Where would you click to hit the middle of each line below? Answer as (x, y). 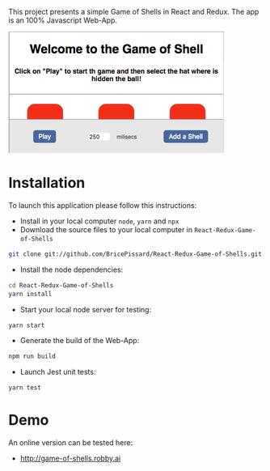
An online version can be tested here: (71, 443)
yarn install (30, 294)
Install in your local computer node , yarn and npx (99, 221)
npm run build (32, 356)
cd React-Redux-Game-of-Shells (61, 285)
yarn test (25, 388)
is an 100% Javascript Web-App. (63, 20)
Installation (47, 183)
